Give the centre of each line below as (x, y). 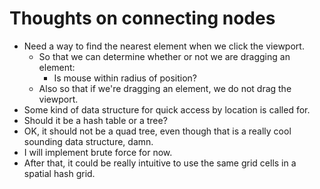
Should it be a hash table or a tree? (95, 120)
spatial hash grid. (59, 173)
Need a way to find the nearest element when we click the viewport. (164, 46)
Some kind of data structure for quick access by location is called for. (167, 109)
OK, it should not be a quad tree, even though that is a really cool (157, 131)
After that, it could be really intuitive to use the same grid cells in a (160, 163)
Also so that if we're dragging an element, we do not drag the (165, 88)
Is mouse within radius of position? (125, 78)
